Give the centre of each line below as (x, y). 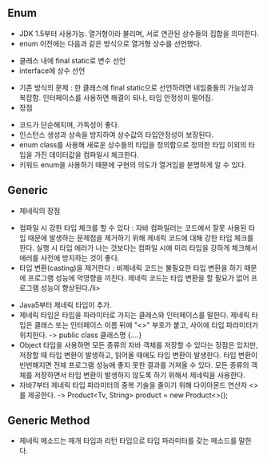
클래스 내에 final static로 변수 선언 (72, 60)
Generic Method (49, 421)
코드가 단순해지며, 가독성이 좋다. (69, 124)
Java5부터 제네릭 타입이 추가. (66, 304)
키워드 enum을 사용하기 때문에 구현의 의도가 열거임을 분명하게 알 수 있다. (133, 164)
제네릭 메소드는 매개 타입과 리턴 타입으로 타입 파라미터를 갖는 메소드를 (128, 441)
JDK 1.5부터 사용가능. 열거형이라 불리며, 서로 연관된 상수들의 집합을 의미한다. (139, 33)
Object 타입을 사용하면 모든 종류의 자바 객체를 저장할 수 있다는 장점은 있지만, (138, 344)
